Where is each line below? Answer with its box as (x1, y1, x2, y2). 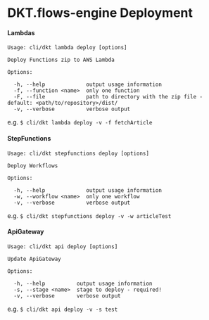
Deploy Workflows (7, 162, 58, 169)
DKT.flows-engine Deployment (7, 5, 194, 21)
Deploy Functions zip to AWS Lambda (7, 56, 115, 64)
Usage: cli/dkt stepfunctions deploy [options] (7, 150, 150, 157)
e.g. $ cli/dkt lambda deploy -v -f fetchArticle (7, 118, 153, 127)
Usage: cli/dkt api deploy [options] (7, 243, 118, 250)
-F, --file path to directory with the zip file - (13, 94, 203, 101)
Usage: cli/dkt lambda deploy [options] (7, 44, 128, 51)
